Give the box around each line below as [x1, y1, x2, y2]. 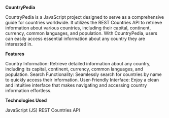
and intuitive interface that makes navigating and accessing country [5, 82, 147, 88]
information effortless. [5, 88, 52, 93]
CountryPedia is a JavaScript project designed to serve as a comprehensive [5, 14, 164, 20]
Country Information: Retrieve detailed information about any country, [5, 61, 151, 66]
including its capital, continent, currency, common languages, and [5, 66, 143, 72]
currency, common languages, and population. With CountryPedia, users [5, 30, 157, 36]
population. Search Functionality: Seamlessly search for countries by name [5, 71, 162, 77]
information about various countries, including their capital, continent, [5, 25, 151, 31]
